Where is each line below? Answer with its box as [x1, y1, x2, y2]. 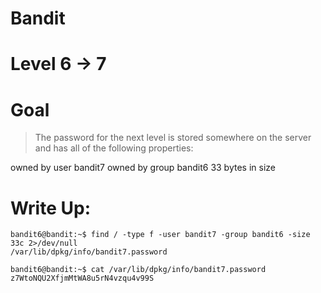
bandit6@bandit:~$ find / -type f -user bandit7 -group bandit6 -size [10, 230, 311, 240]
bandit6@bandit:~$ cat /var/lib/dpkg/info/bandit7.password [10, 265, 267, 275]
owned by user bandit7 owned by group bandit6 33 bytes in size [10, 162, 276, 174]
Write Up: [10, 197, 91, 219]
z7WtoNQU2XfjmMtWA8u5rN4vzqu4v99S [10, 273, 155, 284]
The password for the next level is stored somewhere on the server [34, 132, 312, 144]
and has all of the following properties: [34, 142, 194, 154]
